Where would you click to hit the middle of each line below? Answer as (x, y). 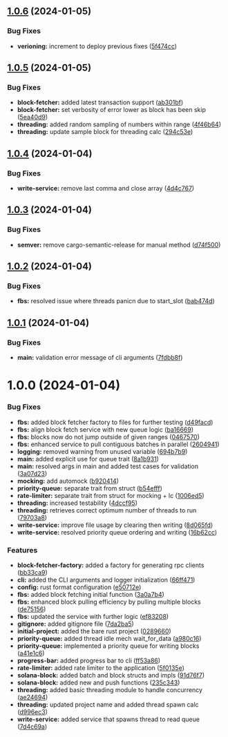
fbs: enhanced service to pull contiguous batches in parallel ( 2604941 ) (118, 444)
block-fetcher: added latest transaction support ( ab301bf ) (100, 102)
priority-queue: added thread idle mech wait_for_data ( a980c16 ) (109, 638)
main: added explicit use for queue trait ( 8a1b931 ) (88, 459)
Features (22, 550)
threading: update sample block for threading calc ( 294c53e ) (105, 132)
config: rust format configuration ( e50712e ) (79, 587)
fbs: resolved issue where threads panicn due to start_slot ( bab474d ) (116, 301)
